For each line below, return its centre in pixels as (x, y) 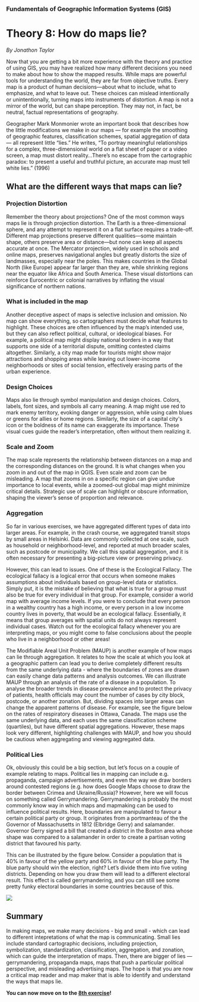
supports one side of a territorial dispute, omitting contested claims (88, 346)
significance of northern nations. (46, 286)
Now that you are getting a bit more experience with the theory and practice (99, 61)
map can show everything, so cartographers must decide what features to (97, 321)
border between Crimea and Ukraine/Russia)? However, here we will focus (97, 793)
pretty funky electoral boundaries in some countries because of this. (90, 886)
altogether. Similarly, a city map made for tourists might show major (89, 352)
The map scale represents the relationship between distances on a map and (99, 460)
